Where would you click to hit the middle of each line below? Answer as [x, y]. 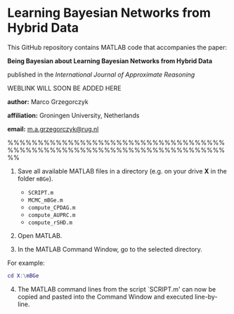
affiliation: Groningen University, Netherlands [73, 115]
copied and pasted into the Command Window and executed [105, 296]
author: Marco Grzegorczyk [48, 102]
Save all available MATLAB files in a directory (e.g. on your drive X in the [122, 171]
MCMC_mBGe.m [45, 200]
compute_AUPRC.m [52, 215]
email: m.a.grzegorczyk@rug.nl [53, 129]
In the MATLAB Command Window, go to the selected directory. [110, 249]
